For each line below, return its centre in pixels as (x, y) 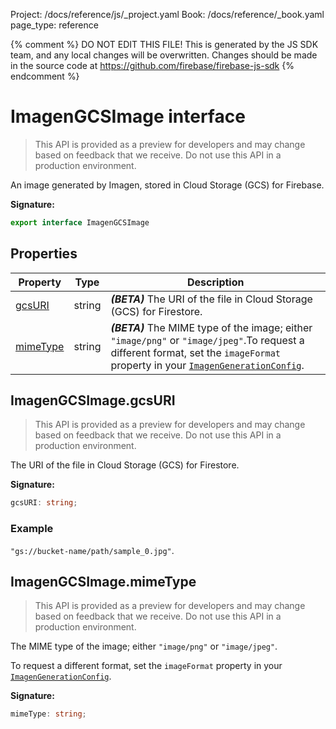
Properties (44, 254)
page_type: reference (54, 25)
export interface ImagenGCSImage (80, 222)
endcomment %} (45, 76)
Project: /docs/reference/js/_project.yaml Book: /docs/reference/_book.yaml (167, 14)
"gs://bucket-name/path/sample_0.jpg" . (92, 550)
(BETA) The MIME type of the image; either (211, 327)
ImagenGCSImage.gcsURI (93, 400)
